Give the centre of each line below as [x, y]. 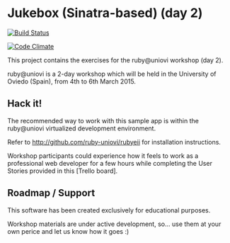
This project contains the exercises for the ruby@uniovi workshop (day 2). [115, 60]
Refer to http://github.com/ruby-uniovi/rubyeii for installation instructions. [114, 142]
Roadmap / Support [51, 193]
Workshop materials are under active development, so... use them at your [114, 224]
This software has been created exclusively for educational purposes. [109, 210]
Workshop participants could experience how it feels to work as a [103, 156]
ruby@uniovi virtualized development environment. [82, 128]
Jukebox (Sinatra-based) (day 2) [105, 13]
